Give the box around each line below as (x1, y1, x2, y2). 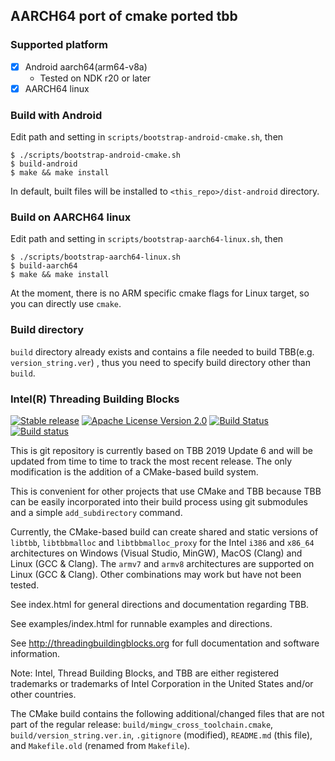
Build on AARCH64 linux (10, 210, 132, 224)
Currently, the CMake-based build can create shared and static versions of (10, 526, 319, 538)
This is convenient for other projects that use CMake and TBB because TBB (10, 485, 322, 497)
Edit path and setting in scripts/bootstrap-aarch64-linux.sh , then (10, 233, 284, 245)
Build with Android (10, 108, 103, 122)
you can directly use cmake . (10, 298, 122, 310)
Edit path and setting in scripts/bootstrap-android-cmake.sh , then (10, 131, 284, 143)
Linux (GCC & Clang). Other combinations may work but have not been (10, 569, 302, 580)
